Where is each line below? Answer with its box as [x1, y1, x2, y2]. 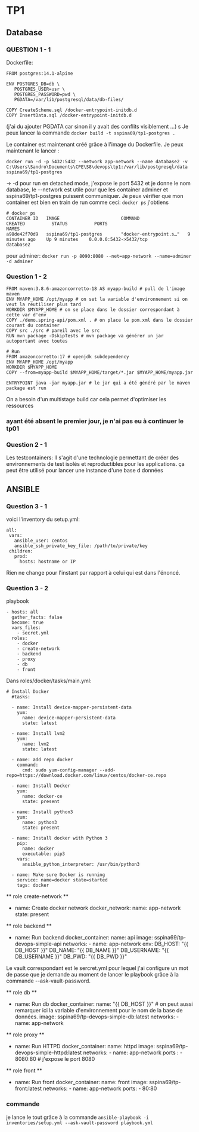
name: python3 [21, 820, 58, 826]
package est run [6, 385, 46, 392]
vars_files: [11, 625, 42, 631]
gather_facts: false [11, 614, 63, 621]
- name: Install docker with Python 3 [11, 835, 108, 841]
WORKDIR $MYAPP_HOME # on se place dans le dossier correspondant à [6, 307, 180, 313]
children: [8, 548, 33, 554]
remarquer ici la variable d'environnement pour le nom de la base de [14, 1007, 183, 1014]
